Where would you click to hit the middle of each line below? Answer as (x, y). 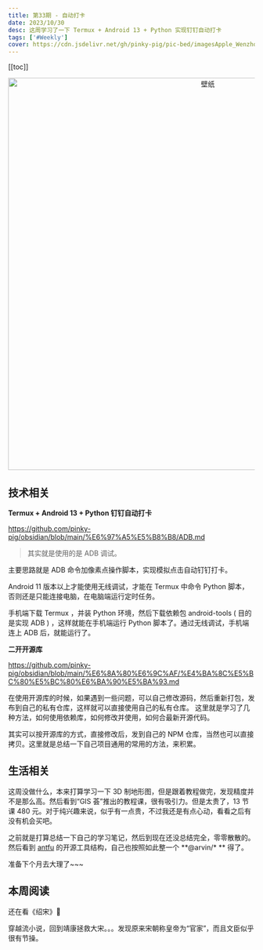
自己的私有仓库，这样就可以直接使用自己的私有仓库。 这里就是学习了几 (136, 708)
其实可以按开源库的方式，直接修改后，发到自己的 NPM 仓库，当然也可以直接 (131, 733)
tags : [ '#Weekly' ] (38, 37)
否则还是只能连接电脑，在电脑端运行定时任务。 (83, 596)
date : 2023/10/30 (36, 23)
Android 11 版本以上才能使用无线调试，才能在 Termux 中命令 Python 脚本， (128, 586)
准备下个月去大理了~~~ (46, 864)
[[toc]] (18, 67)
